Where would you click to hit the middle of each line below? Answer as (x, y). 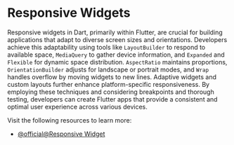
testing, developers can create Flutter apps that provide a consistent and (112, 99)
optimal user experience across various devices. (77, 106)
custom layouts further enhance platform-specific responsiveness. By (108, 84)
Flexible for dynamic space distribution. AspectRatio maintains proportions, (117, 62)
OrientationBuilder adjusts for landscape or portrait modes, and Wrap (108, 69)
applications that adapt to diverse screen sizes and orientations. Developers (117, 39)
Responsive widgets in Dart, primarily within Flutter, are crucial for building (115, 32)
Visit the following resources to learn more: (70, 120)
